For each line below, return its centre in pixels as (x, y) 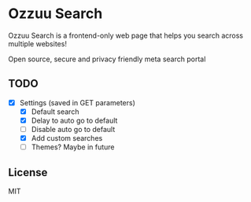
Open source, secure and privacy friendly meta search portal (107, 59)
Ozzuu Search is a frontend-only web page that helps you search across (126, 35)
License (28, 173)
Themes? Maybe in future (73, 147)
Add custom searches (67, 138)
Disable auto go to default (73, 129)
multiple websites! (37, 43)
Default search (55, 112)
